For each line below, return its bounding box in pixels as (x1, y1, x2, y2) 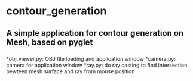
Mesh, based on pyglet (6, 37, 93, 47)
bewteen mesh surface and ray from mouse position (6, 67, 136, 75)
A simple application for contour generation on (6, 28, 184, 38)
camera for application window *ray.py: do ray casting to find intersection (6, 61, 188, 68)
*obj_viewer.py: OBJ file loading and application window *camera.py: (6, 55, 176, 62)
